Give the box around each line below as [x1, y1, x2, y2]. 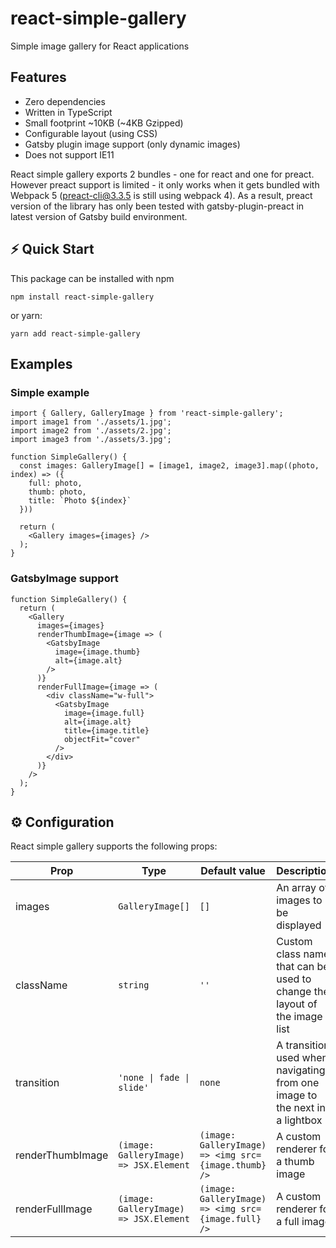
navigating [276, 1063, 326, 1077]
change [276, 985, 312, 999]
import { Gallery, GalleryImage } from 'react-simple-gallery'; [10, 408, 284, 419]
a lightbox [276, 1113, 323, 1127]
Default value [200, 864, 266, 878]
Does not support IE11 [24, 148, 115, 161]
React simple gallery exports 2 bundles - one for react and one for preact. [10, 168, 315, 180]
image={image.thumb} [54, 647, 141, 657]
